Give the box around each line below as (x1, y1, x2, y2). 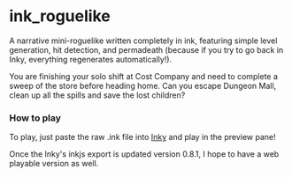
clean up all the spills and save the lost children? (9, 90, 186, 100)
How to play (9, 112, 62, 124)
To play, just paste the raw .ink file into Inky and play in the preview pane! (9, 132, 276, 143)
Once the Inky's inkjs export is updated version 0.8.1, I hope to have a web (9, 149, 280, 159)
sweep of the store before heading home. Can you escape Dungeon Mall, (9, 80, 277, 91)
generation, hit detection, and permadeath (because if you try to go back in (9, 44, 284, 55)
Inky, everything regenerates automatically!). (9, 54, 173, 64)
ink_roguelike (9, 6, 111, 26)
